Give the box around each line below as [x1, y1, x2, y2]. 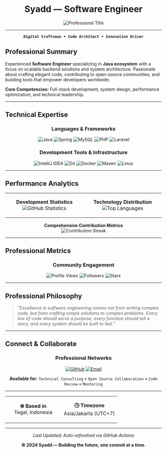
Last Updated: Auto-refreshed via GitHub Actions [33, 432, 134, 438]
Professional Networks [55, 355, 112, 362]
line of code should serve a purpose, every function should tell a [17, 316, 150, 322]
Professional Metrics [5, 247, 71, 255]
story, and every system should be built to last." [17, 321, 115, 327]
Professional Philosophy [5, 292, 83, 300]
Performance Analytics [5, 180, 79, 188]
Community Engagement [53, 261, 114, 268]
